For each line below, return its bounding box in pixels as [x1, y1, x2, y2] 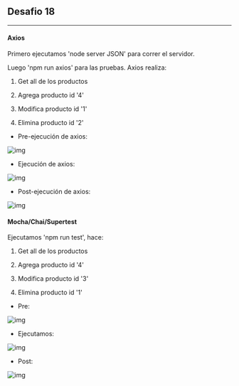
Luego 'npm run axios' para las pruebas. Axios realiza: [7, 63, 167, 72]
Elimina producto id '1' [17, 288, 83, 297]
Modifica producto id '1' [17, 104, 87, 113]
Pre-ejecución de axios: [17, 132, 87, 141]
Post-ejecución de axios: [17, 188, 91, 196]
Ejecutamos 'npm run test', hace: [7, 233, 104, 242]
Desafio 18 [7, 6, 55, 18]
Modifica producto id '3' [17, 274, 89, 283]
